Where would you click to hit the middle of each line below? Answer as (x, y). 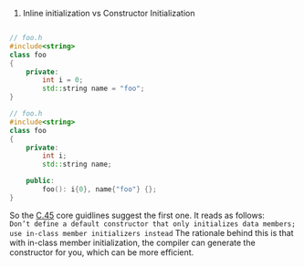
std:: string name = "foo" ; (94, 89)
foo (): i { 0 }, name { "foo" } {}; (100, 190)
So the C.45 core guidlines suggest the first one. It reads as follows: (137, 215)
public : (40, 181)
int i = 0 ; (63, 80)
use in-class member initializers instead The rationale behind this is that (152, 232)
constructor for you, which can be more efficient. (102, 252)
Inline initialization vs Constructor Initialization (109, 13)
